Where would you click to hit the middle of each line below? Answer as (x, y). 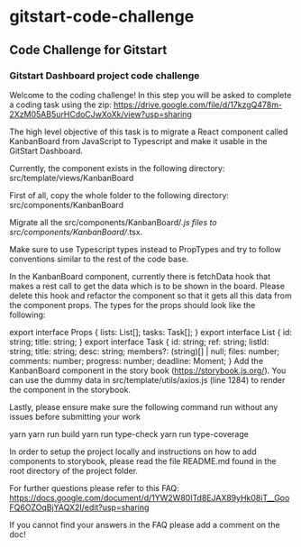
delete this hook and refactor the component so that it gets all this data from (150, 296)
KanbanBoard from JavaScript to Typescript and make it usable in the (138, 141)
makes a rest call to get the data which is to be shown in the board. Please (147, 286)
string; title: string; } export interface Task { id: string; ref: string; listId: (139, 342)
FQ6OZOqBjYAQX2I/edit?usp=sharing (79, 507)
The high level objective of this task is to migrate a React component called (149, 132)
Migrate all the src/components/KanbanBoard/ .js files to (114, 222)
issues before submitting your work (75, 416)
